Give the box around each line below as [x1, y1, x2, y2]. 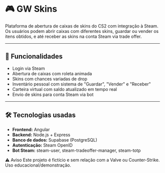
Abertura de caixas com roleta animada [12, 70, 92, 76]
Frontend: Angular [12, 126, 50, 132]
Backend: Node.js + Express [12, 132, 70, 138]
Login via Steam [12, 65, 45, 71]
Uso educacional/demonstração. [5, 162, 71, 168]
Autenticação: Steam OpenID [12, 142, 73, 148]
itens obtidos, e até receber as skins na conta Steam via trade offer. [5, 33, 142, 39]
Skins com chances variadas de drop [12, 76, 87, 82]
